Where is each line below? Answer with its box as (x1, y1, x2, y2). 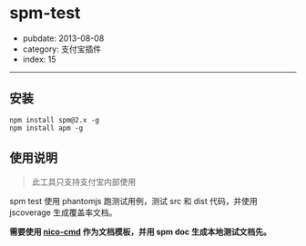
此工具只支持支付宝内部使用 (31, 176, 137, 187)
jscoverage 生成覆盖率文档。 (9, 207, 117, 218)
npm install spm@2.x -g (9, 115, 100, 124)
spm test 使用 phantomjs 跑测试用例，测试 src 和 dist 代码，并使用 (9, 195, 258, 206)
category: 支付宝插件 (22, 44, 102, 54)
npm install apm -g (9, 123, 84, 133)
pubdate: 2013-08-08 (22, 33, 105, 44)
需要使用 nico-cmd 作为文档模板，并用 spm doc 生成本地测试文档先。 (9, 226, 271, 237)
